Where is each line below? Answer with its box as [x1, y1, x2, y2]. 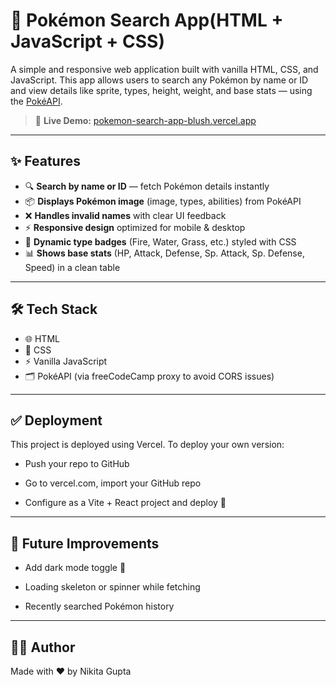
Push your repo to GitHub [24, 458, 130, 470]
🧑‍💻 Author [10, 639, 76, 656]
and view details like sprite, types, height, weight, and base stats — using [10, 84, 313, 96]
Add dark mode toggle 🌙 [24, 562, 127, 574]
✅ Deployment [10, 412, 103, 429]
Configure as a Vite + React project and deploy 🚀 [24, 497, 227, 509]
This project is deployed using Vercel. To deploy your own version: [10, 439, 285, 451]
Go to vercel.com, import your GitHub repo [24, 477, 202, 489]
